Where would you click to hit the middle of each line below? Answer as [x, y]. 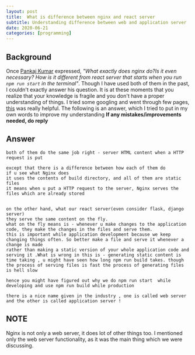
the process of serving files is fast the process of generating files [95, 265]
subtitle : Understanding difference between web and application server [96, 22]
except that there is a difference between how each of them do [86, 168]
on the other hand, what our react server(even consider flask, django [95, 209]
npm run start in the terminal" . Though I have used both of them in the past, [98, 83]
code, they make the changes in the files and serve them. [79, 229]
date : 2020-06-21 [27, 28]
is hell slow [22, 270]
